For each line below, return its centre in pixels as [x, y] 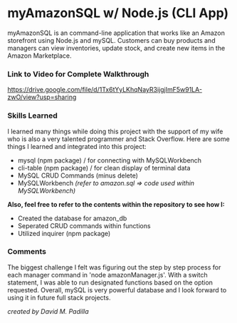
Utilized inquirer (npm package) [64, 233]
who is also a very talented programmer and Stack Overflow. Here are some [118, 139]
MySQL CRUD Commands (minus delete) [78, 175]
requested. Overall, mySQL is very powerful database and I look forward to [117, 289]
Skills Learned [33, 116]
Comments [27, 252]
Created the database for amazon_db [72, 218]
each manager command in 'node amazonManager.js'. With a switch [107, 275]
